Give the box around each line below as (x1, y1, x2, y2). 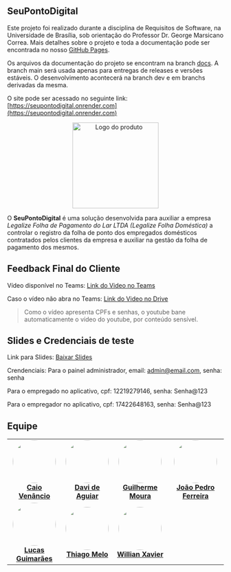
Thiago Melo (66, 549, 109, 559)
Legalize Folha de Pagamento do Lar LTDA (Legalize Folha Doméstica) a (7, 221, 213, 229)
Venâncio (18, 491, 50, 501)
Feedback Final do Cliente (7, 263, 120, 275)
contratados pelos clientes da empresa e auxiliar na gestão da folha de (7, 236, 208, 244)
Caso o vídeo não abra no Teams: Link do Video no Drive (7, 295, 168, 303)
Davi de (74, 483, 100, 492)
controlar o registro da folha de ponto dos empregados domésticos (7, 228, 197, 236)
